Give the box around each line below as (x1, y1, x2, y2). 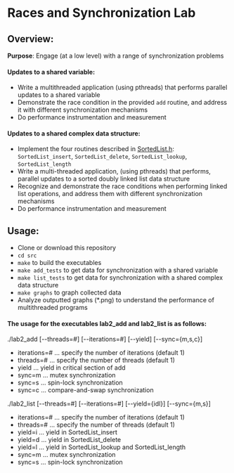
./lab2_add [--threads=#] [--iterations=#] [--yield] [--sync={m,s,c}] (7, 335, 203, 344)
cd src (17, 252, 37, 259)
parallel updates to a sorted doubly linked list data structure (17, 174, 190, 183)
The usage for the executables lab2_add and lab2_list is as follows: (7, 319, 207, 328)
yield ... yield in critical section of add (17, 363, 126, 372)
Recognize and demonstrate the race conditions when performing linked (17, 182, 228, 190)
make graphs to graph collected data (17, 288, 122, 297)
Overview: (7, 33, 54, 45)
